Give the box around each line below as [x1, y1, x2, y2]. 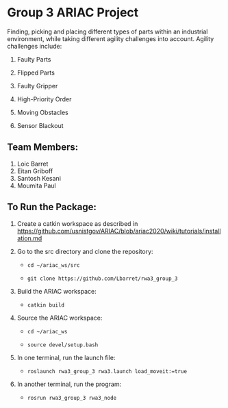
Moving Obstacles [16, 108, 68, 116]
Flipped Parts [16, 68, 55, 77]
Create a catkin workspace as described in [16, 219, 138, 227]
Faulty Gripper [16, 81, 58, 90]
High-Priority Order [16, 94, 72, 103]
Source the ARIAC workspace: [16, 314, 103, 322]
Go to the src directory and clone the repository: [16, 247, 153, 255]
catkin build [27, 301, 65, 309]
